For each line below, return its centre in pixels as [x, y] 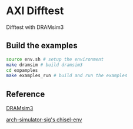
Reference [26, 94]
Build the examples [42, 46]
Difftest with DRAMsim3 [35, 27]
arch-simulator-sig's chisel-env [44, 120]
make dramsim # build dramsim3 [44, 65]
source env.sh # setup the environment [55, 59]
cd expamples [22, 70]
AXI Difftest [35, 11]
